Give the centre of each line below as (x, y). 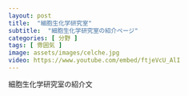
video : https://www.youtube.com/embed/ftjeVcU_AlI (94, 61)
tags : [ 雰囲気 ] (35, 46)
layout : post (30, 16)
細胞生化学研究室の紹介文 (50, 84)
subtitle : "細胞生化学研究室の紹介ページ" (73, 30)
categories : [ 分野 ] (43, 38)
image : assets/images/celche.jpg (64, 53)
